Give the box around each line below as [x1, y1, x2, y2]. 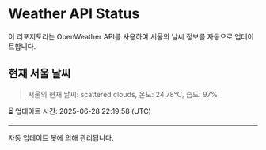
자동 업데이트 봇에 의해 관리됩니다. [8, 133, 114, 142]
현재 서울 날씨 [8, 67, 71, 81]
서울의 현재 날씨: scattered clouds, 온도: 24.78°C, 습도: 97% [27, 89, 218, 99]
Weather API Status [8, 5, 140, 23]
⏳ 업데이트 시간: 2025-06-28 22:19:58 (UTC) [8, 106, 152, 115]
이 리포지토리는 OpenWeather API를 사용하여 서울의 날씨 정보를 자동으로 [8, 32, 234, 41]
